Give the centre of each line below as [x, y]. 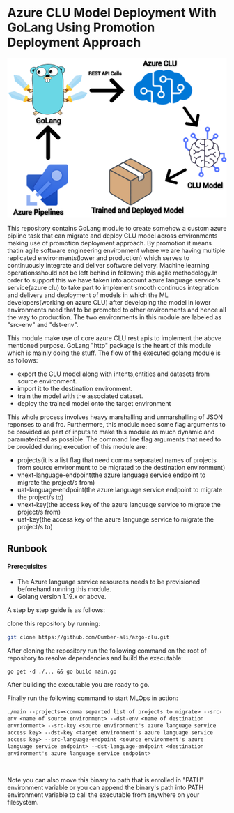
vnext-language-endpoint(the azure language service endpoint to [111, 475]
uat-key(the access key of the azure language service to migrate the [116, 519]
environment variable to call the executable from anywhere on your [103, 795]
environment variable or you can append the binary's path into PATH [106, 788]
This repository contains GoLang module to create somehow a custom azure [117, 228]
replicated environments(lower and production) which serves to [99, 258]
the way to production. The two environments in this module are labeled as [114, 317]
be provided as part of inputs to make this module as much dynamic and [111, 432]
